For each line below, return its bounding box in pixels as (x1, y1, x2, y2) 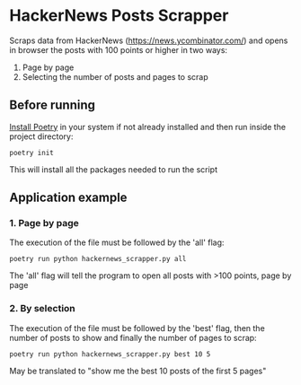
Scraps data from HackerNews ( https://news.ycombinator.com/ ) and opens (9, 35, 288, 46)
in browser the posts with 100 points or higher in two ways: (9, 44, 227, 55)
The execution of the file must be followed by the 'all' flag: (9, 237, 225, 248)
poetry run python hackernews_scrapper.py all (9, 255, 187, 264)
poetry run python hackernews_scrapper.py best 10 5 (9, 349, 211, 359)
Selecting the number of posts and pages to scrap (22, 71, 208, 82)
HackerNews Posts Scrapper (9, 5, 229, 26)
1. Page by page (9, 217, 79, 230)
